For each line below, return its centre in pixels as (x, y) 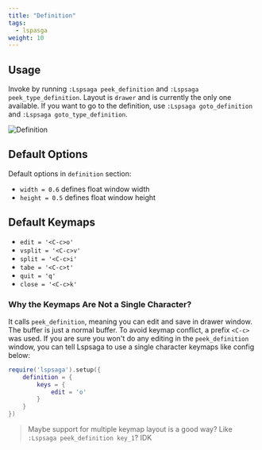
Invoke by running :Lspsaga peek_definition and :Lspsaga (104, 89)
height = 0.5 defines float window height (88, 197)
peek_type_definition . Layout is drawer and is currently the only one (120, 98)
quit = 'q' (38, 276)
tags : (17, 23)
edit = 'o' (69, 392)
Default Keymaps (52, 223)
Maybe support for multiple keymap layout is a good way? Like (130, 429)
